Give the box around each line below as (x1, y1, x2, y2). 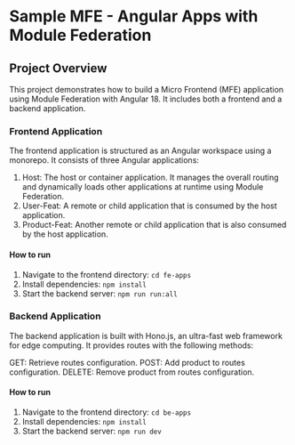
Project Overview (9, 61, 108, 76)
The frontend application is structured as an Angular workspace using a (9, 145, 272, 157)
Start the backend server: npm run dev (21, 425, 162, 436)
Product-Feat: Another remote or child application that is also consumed (21, 220, 287, 231)
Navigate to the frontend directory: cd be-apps (21, 407, 192, 417)
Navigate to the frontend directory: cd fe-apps (21, 269, 192, 279)
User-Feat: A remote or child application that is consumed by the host (21, 200, 277, 211)
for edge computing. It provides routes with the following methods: (9, 340, 254, 351)
